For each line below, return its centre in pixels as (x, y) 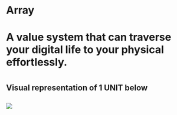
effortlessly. (37, 62)
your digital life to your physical (85, 50)
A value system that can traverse (89, 37)
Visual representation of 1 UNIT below (77, 88)
